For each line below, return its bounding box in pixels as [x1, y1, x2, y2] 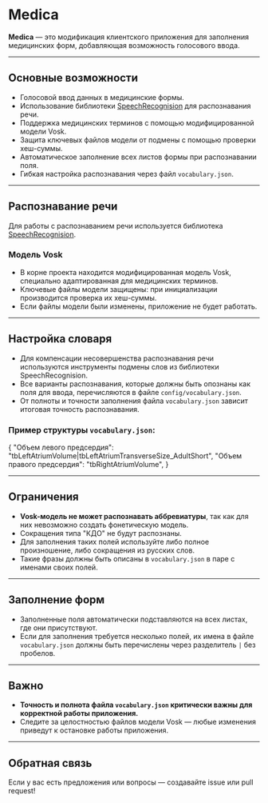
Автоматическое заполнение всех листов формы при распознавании [19, 152, 257, 162]
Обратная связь [8, 756, 93, 769]
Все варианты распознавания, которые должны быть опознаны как [19, 378, 251, 389]
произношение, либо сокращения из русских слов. [19, 545, 195, 555]
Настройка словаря [8, 332, 112, 346]
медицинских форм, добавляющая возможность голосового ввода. [8, 40, 241, 50]
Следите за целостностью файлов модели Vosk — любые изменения [19, 717, 257, 727]
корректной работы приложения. [19, 709, 139, 718]
